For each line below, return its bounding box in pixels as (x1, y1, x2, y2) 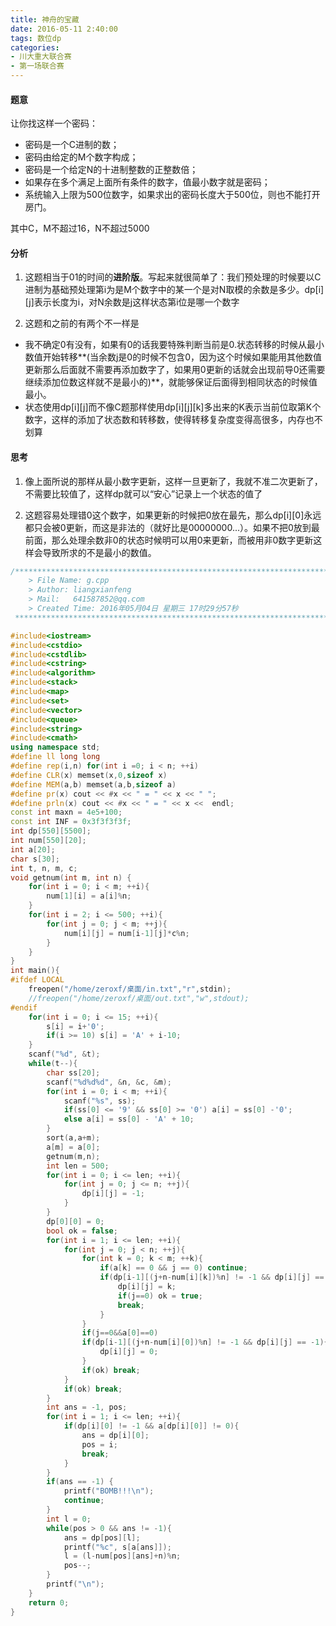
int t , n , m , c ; (10, 863, 78, 873)
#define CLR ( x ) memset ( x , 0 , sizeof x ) (10, 770, 168, 780)
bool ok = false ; (46, 1226, 118, 1236)
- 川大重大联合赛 (10, 52, 72, 62)
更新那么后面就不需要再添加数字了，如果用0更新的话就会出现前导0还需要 (24, 364, 326, 376)
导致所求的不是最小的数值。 (42, 546, 157, 558)
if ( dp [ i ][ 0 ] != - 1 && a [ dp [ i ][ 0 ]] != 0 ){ (63, 1421, 240, 1431)
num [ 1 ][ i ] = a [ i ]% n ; (46, 891, 132, 901)
